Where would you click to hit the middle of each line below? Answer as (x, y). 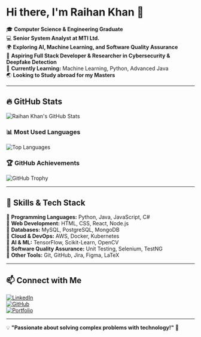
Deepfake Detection (31, 62)
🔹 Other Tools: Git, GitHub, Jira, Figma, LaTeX (63, 255)
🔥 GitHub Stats (34, 102)
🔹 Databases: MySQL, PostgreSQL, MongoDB (63, 230)
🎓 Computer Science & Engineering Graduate (65, 29)
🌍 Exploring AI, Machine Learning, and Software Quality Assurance (92, 47)
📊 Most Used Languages (43, 132)
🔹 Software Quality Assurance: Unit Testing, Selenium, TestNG (84, 249)
